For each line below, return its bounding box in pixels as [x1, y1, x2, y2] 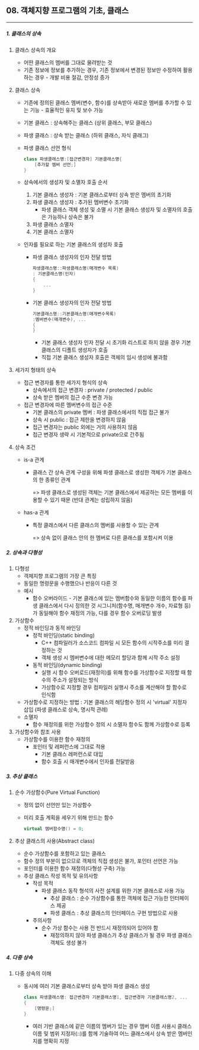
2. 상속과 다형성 [6, 549, 43, 556]
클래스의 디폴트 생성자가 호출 [41, 346, 108, 353]
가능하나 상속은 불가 [47, 213, 94, 221]
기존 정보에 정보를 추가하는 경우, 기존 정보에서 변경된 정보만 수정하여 [23, 66, 182, 73]
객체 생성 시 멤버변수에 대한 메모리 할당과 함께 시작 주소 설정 [41, 654, 181, 661]
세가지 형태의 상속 [14, 366, 56, 374]
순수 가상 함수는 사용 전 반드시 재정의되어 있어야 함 [41, 924, 159, 931]
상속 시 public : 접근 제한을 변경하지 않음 [32, 416, 126, 423]
